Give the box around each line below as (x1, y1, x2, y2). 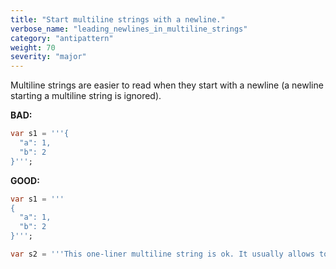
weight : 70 (10, 42, 56, 53)
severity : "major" (10, 52, 87, 62)
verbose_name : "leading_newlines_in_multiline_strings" (10, 24, 248, 34)
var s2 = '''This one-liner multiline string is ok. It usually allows (10, 249, 315, 259)
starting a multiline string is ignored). (10, 90, 162, 102)
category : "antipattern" (10, 33, 114, 43)
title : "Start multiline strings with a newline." (10, 14, 226, 25)
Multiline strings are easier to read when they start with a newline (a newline (10, 79, 324, 91)
